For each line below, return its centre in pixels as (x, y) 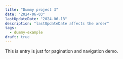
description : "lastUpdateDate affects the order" (57, 23)
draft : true (17, 37)
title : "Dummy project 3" (32, 10)
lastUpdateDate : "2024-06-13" (36, 19)
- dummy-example (26, 32)
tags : (11, 28)
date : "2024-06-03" (25, 14)
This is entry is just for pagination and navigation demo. (62, 51)
